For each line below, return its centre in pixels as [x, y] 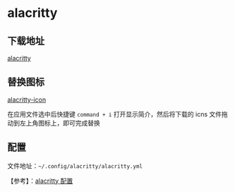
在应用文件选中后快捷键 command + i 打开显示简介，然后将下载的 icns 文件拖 [117, 114]
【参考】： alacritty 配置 [40, 181]
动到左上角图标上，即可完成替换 [54, 123]
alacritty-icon [27, 100]
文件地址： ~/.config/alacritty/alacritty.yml [75, 166]
